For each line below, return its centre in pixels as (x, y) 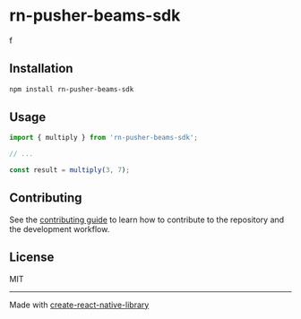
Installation (41, 69)
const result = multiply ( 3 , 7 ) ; (69, 170)
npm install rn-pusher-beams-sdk (72, 89)
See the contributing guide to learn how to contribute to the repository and (147, 220)
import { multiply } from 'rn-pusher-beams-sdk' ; (104, 138)
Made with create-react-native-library (79, 305)
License (32, 258)
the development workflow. (60, 228)
